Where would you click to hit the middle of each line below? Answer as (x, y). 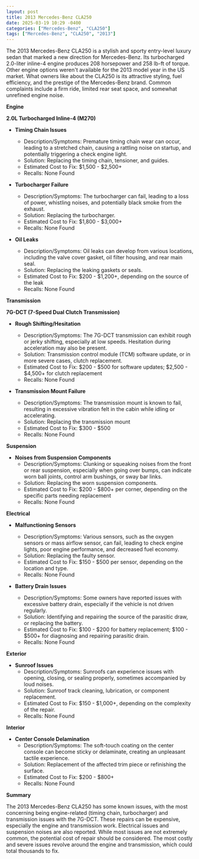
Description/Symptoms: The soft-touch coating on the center (99, 746)
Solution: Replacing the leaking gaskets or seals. (83, 270)
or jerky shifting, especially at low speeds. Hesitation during (97, 342)
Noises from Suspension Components (63, 458)
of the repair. (39, 710)
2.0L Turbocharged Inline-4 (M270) (51, 118)
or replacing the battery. (53, 623)
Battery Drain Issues (41, 586)
